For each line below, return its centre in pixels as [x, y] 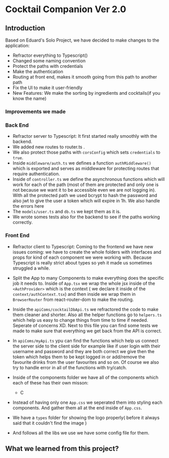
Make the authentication [38, 71]
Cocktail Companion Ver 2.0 [66, 9]
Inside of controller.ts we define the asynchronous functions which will [89, 179]
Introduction [25, 28]
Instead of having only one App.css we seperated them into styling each [88, 402]
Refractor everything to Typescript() [50, 55]
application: [17, 46]
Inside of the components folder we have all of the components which [85, 377]
